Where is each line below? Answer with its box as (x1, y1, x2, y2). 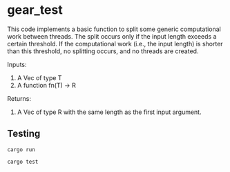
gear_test (7, 2, 64, 18)
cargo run (7, 146, 36, 153)
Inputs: (7, 60, 27, 68)
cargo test (7, 158, 39, 165)
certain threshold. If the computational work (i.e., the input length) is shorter (7, 39, 223, 48)
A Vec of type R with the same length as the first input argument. (17, 108, 202, 116)
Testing (7, 128, 41, 140)
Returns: (7, 94, 32, 102)
